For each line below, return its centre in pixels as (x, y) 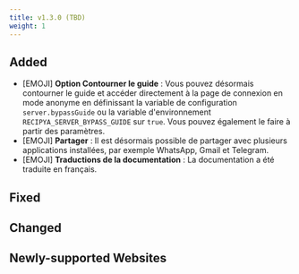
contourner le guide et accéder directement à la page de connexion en (153, 93)
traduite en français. (60, 169)
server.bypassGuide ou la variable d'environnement (117, 112)
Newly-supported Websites (88, 258)
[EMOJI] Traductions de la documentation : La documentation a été (148, 160)
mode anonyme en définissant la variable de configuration (129, 103)
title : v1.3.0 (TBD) (48, 17)
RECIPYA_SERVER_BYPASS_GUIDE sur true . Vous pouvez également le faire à (156, 122)
